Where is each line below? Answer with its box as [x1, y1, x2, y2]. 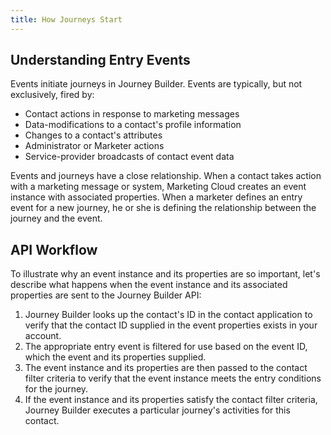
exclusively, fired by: [10, 89, 95, 101]
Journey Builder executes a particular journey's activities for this [24, 404, 291, 416]
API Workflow [10, 241, 98, 258]
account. [24, 330, 62, 342]
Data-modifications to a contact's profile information [24, 119, 242, 131]
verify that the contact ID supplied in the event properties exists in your [24, 319, 318, 331]
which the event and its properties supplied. [24, 351, 207, 363]
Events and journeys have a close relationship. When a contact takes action [10, 170, 322, 182]
